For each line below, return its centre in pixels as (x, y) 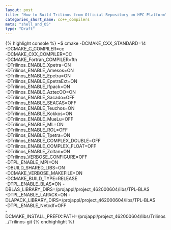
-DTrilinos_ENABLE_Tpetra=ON (38, 135)
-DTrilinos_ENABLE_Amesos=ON (40, 70)
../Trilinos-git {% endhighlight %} (40, 222)
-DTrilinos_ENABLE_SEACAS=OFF (41, 103)
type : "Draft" (20, 29)
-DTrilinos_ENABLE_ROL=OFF (36, 130)
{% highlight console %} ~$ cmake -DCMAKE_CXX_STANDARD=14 (76, 43)
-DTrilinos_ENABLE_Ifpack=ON (38, 87)
